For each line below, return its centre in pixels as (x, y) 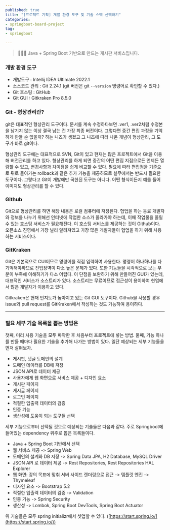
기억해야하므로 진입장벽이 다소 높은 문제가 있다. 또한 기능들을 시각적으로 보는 (81, 268)
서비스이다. (26, 236)
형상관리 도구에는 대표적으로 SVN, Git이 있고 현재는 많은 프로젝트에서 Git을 (79, 154)
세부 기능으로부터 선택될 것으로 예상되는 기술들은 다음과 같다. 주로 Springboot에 (84, 427)
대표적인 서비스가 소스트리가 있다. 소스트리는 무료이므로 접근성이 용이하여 (78, 280)
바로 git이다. (27, 143)
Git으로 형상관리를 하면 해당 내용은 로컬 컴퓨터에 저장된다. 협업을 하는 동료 (78, 211)
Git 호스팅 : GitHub (31, 92)
